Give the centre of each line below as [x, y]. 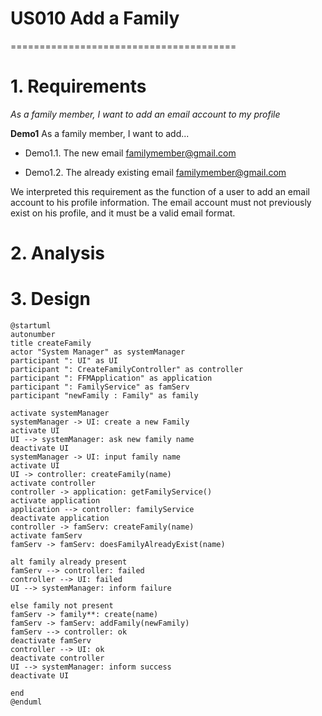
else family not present [62, 606]
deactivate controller [57, 658]
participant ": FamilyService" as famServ [100, 387]
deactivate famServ [51, 641]
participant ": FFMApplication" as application [111, 378]
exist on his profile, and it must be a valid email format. [123, 213]
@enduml [26, 702]
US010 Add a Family [95, 18]
